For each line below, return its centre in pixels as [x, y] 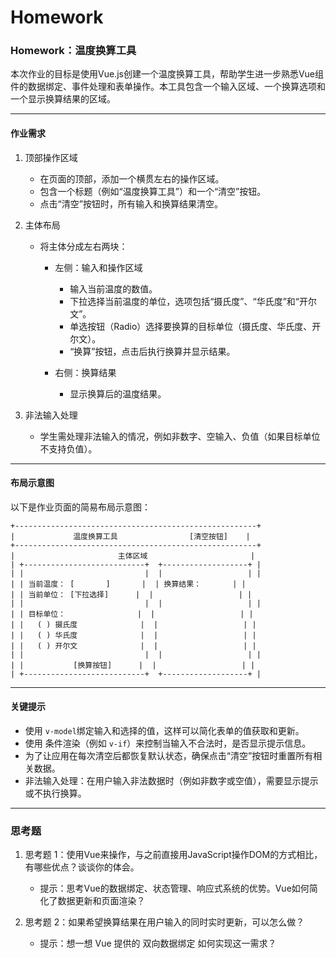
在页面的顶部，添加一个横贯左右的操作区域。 [132, 178]
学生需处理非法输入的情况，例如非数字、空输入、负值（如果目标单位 [180, 436]
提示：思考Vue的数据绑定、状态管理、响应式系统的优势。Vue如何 [174, 888]
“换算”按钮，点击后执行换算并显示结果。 [152, 351]
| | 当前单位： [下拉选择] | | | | [131, 594]
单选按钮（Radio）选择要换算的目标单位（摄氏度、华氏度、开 [195, 326]
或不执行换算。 [55, 793]
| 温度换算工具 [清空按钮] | [130, 536]
